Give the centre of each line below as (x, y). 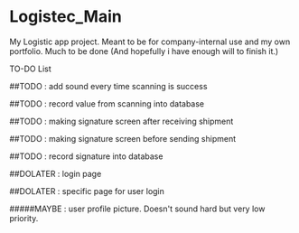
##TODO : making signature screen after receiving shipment (121, 121)
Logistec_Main (65, 17)
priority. (24, 218)
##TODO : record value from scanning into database (107, 103)
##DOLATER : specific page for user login (87, 191)
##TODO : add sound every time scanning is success (108, 86)
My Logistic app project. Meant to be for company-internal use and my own (150, 42)
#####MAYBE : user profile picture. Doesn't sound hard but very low (137, 209)
